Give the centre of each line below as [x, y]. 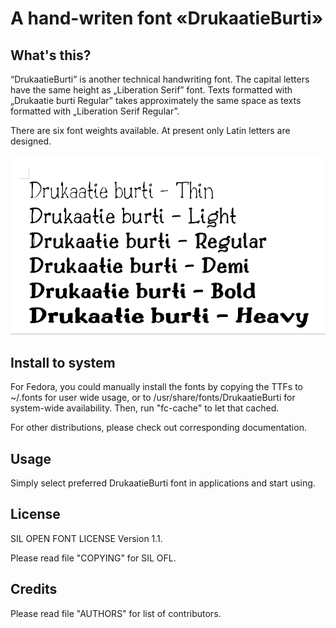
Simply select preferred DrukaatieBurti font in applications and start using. [163, 483]
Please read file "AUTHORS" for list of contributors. [116, 613]
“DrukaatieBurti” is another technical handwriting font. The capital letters [160, 79]
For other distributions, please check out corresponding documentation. [158, 428]
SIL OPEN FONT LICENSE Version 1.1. [86, 538]
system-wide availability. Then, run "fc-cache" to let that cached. [145, 408]
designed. [31, 141]
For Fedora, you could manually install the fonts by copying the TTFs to [156, 387]
